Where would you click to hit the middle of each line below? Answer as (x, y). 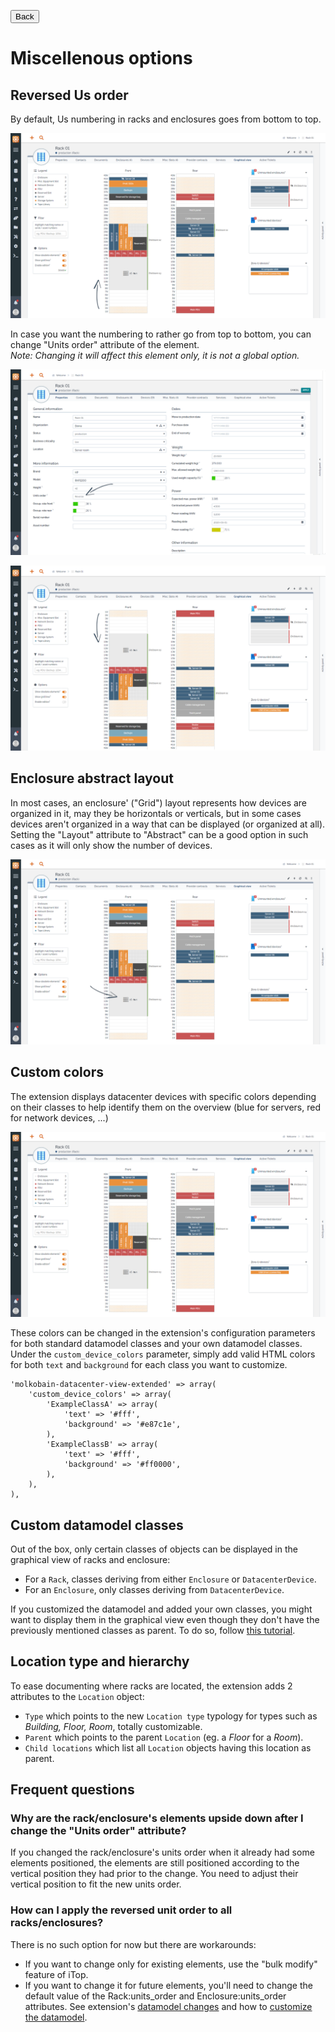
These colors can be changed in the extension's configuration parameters (163, 1333)
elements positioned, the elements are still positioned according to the (155, 1863)
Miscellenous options (101, 58)
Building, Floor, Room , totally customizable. (113, 1726)
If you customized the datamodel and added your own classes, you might (161, 1609)
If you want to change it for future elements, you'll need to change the (168, 1985)
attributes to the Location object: (77, 1696)
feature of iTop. (56, 1974)
